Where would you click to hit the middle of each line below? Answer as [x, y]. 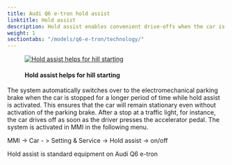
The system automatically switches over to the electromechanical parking [113, 90]
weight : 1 [22, 33]
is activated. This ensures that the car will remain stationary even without [112, 105]
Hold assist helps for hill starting [72, 75]
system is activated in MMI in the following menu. [78, 127]
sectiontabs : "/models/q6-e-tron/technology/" [76, 40]
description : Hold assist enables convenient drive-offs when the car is [116, 26]
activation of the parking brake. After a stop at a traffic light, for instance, [112, 112]
